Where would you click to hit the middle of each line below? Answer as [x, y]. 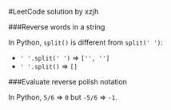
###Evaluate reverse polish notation [68, 82]
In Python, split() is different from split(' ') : [86, 42]
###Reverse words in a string [57, 27]
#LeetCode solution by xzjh [54, 12]
